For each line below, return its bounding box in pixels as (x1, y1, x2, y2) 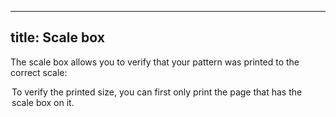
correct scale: (10, 66, 68, 78)
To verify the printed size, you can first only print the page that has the (11, 86, 303, 98)
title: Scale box (10, 29, 105, 46)
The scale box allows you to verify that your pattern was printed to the (10, 56, 300, 68)
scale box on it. (11, 96, 75, 108)
